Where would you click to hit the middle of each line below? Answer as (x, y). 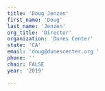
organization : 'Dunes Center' (50, 39)
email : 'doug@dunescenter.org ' (53, 52)
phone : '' (21, 58)
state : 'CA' (24, 45)
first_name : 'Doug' (35, 20)
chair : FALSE (26, 64)
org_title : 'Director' (39, 32)
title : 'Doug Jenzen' (38, 13)
